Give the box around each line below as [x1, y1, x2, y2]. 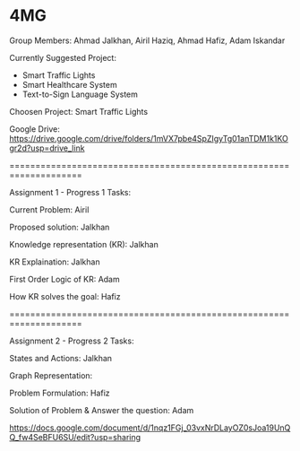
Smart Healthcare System [21, 79, 118, 90]
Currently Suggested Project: [9, 52, 116, 63]
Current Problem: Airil [9, 204, 90, 215]
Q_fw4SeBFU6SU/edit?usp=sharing [9, 431, 141, 442]
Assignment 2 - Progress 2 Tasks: [9, 335, 134, 346]
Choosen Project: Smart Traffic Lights [9, 106, 149, 117]
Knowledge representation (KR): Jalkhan [9, 239, 159, 249]
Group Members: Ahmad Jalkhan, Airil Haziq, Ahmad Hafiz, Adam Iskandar [9, 35, 286, 46]
